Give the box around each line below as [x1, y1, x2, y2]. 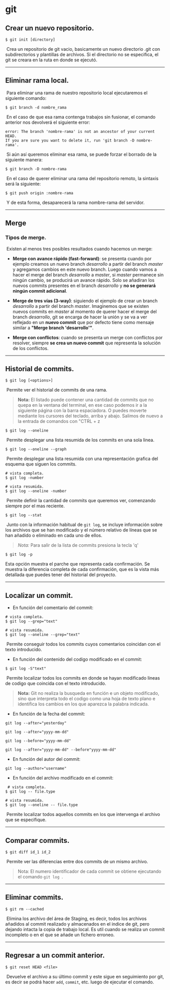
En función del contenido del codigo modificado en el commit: [12, 656, 143, 662]
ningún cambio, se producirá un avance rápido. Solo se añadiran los [12, 277, 155, 283]
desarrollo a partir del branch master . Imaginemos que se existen [12, 303, 149, 309]
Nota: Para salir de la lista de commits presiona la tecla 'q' [17, 542, 139, 548]
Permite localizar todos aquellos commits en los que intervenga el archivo [6, 811, 160, 818]
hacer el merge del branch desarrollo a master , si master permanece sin [12, 271, 164, 277]
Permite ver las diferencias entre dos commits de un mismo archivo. [6, 858, 148, 864]
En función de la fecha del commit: [12, 711, 86, 717]
